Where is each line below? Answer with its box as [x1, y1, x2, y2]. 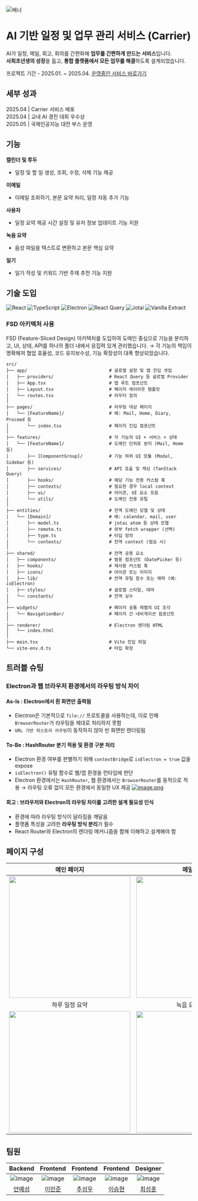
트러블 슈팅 [6, 663, 44, 673]
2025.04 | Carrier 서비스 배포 [6, 105, 75, 112]
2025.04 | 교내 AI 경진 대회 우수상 [6, 113, 85, 120]
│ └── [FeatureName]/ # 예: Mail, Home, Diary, [6, 410, 171, 416]
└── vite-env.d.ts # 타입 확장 [6, 645, 134, 651]
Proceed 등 [6, 417, 32, 423]
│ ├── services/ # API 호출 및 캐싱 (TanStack [6, 466, 177, 472]
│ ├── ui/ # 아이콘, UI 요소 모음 [6, 489, 159, 496]
